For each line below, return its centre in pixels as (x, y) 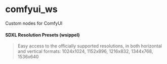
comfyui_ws (32, 9)
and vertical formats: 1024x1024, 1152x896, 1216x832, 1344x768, (85, 51)
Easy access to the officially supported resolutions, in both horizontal (90, 46)
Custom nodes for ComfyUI (34, 23)
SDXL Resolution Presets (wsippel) (43, 35)
